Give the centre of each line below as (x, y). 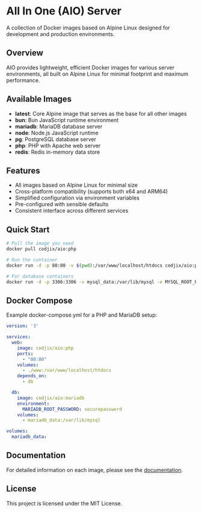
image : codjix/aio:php (45, 348)
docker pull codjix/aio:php (41, 249)
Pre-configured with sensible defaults (62, 204)
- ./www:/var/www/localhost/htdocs (67, 371)
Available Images (39, 99)
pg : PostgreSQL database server (55, 139)
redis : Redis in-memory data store (57, 152)
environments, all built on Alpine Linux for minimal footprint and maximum (97, 74)
